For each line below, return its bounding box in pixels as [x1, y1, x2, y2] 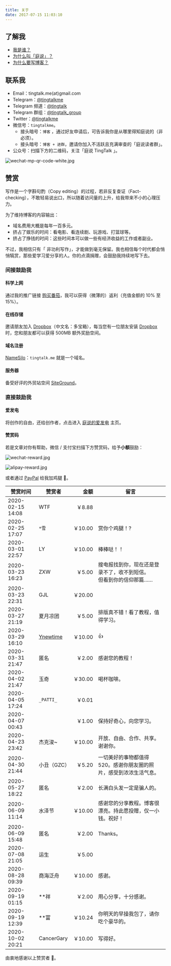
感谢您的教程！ [98, 655, 134, 662]
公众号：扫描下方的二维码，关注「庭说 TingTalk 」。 [12, 148, 121, 154]
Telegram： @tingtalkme [12, 97, 64, 103]
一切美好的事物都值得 [98, 754, 149, 761]
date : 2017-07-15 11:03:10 [5, 12, 63, 17]
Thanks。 [98, 830, 121, 837]
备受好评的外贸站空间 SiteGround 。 [5, 380, 79, 386]
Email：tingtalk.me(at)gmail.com [12, 90, 81, 97]
